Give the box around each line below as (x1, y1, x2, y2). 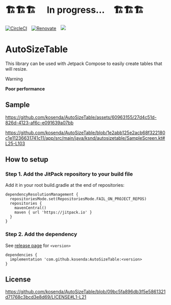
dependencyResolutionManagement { (5, 192, 79, 197)
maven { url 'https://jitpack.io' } (14, 210, 93, 215)
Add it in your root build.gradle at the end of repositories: (5, 182, 125, 188)
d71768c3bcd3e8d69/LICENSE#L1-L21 (5, 294, 87, 300)
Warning (5, 76, 23, 82)
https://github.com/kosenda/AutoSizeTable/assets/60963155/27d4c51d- (5, 114, 157, 120)
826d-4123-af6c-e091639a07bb (5, 119, 74, 125)
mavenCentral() (14, 205, 47, 211)
